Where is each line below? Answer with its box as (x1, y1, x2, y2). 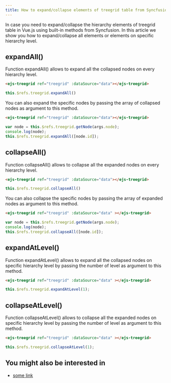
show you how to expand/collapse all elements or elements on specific (5, 32, 154, 38)
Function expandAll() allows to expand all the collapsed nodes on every (5, 66, 155, 72)
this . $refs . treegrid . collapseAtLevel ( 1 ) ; (5, 345, 95, 350)
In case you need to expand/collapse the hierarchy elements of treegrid (5, 21, 156, 28)
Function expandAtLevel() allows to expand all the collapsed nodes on (5, 257, 152, 263)
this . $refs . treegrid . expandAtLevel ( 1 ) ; (5, 287, 90, 292)
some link (12, 372, 33, 378)
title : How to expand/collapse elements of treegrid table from (5, 7, 145, 13)
